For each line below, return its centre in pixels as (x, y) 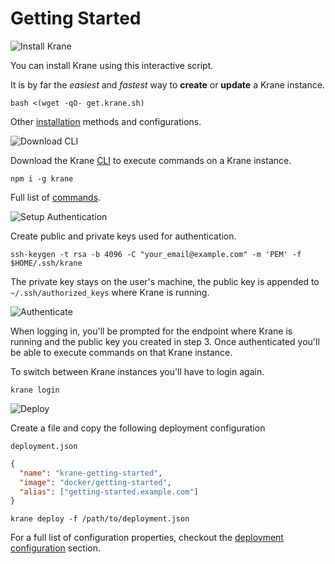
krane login (35, 390)
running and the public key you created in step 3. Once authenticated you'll (165, 341)
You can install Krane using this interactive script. (112, 65)
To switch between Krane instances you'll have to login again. (137, 371)
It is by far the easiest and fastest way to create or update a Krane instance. (167, 84)
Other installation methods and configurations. (106, 121)
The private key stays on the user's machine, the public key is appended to (165, 281)
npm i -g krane (42, 178)
